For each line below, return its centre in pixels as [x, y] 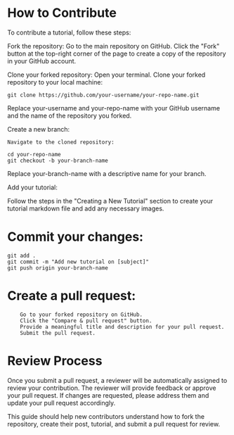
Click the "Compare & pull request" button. [86, 321]
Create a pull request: [72, 296]
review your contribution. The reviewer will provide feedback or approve [112, 388]
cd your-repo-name [34, 154]
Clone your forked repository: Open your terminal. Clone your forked [106, 75]
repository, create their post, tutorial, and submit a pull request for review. [113, 424]
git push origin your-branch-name [58, 268]
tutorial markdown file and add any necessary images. [86, 208]
